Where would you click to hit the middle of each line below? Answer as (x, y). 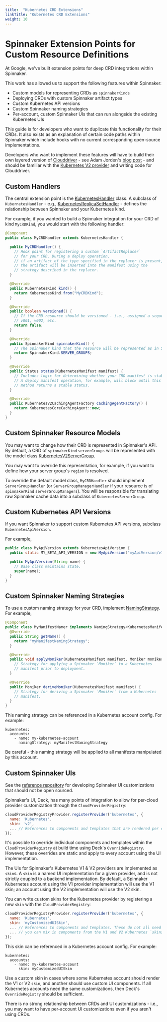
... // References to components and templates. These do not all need (85, 928)
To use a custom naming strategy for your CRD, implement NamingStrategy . (83, 608)
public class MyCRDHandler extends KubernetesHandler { (64, 238)
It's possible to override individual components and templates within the (79, 843)
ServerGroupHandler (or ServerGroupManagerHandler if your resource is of (79, 486)
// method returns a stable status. (52, 385)
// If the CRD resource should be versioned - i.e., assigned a (82, 316)
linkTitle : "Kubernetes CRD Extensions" (48, 14)
